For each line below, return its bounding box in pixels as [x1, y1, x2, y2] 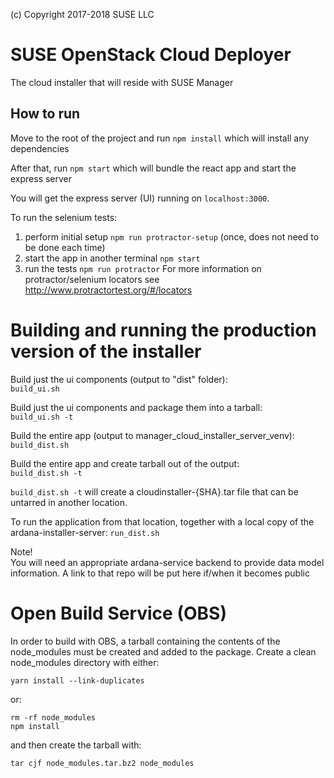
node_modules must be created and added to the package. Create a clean [10, 645, 317, 658]
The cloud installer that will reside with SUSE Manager [10, 76, 234, 88]
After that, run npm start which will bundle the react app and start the [10, 162, 297, 174]
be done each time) [24, 241, 106, 253]
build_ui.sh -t [10, 412, 74, 422]
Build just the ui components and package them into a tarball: [10, 401, 263, 413]
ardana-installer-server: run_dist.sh [10, 526, 160, 538]
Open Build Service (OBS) [10, 602, 227, 624]
